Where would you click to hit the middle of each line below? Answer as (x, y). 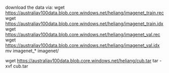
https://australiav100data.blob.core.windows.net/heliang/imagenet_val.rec (83, 34)
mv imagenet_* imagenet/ (32, 51)
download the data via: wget (35, 7)
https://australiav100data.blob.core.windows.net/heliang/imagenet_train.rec (85, 13)
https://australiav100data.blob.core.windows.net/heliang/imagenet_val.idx (82, 45)
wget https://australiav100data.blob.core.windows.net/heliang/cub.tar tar (82, 60)
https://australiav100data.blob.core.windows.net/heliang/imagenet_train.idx (84, 23)
